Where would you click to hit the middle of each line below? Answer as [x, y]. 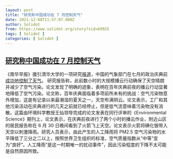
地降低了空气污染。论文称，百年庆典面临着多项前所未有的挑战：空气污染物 [84, 93]
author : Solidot [23, 24]
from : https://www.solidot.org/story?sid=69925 [57, 29]
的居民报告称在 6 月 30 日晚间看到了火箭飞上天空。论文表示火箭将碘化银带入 [86, 125]
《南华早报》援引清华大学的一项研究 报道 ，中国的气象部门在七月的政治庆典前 [86, 74]
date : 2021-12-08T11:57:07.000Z [40, 19]
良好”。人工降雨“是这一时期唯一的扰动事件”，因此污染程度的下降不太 [85, 145]
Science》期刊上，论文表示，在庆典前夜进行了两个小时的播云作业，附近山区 [86, 119]
